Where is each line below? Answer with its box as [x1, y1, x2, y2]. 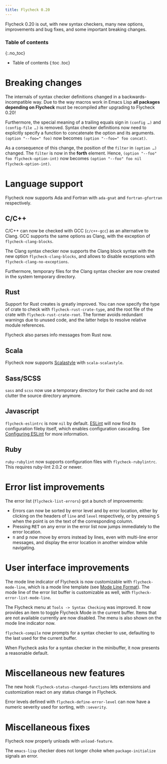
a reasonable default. [5, 650, 49, 656]
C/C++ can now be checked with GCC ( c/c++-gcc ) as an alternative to [5, 227, 149, 233]
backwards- [122, 93, 147, 100]
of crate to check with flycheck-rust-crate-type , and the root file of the [5, 306, 153, 312]
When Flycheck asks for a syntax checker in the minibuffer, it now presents [5, 644, 160, 651]
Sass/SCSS [5, 374, 41, 382]
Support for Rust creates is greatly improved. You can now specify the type [5, 301, 160, 307]
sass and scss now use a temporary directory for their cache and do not [5, 387, 153, 393]
